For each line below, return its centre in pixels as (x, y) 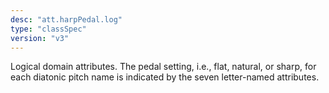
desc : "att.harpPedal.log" (66, 19)
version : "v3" (40, 38)
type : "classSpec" (48, 29)
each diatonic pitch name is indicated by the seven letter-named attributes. (165, 77)
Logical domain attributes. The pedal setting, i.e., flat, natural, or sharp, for (163, 67)
